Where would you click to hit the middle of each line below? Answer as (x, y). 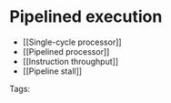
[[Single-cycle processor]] (72, 42)
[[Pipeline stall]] (52, 71)
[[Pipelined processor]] (66, 51)
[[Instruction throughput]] (70, 61)
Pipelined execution (86, 17)
